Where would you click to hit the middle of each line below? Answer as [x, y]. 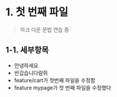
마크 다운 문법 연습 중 [44, 30]
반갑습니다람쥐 [31, 73]
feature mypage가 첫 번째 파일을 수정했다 [63, 88]
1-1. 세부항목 [27, 50]
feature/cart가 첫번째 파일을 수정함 [55, 80]
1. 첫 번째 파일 [37, 12]
